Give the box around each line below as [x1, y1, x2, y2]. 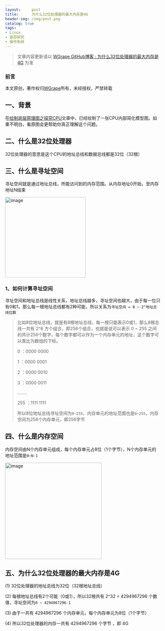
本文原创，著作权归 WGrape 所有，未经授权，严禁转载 [5, 85, 113, 91]
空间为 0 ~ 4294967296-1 [22, 599, 71, 605]
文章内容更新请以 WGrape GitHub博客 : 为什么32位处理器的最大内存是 [17, 53, 159, 59]
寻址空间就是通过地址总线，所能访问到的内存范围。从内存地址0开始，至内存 [5, 181, 159, 187]
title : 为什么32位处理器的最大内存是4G [5, 12, 89, 17]
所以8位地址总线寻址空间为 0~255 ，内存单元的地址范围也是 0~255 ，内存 [17, 410, 159, 416]
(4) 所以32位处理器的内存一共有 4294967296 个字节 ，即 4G [5, 621, 129, 627]
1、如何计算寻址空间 [5, 285, 53, 292]
